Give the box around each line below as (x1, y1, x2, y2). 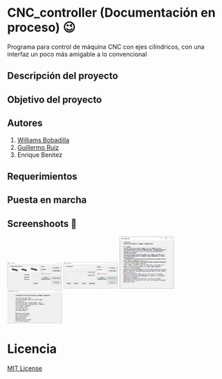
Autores (7, 117, 43, 129)
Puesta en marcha (7, 194, 87, 206)
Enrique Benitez (17, 151, 63, 159)
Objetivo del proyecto (7, 94, 102, 106)
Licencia (7, 341, 57, 357)
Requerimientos (7, 170, 77, 182)
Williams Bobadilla (17, 135, 70, 144)
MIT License (7, 364, 43, 372)
